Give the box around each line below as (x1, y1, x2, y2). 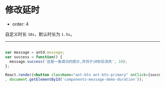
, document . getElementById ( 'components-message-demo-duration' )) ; (5, 77, 144, 82)
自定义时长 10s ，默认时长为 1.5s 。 (5, 31, 75, 37)
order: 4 (12, 21, 29, 27)
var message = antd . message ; (5, 50, 65, 55)
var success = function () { (5, 55, 63, 59)
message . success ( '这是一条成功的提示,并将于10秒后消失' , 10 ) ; (9, 59, 128, 64)
